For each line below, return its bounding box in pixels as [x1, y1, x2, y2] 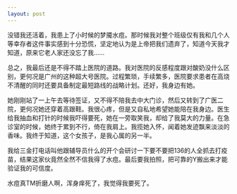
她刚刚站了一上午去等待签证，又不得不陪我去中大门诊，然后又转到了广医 [7, 96, 217, 104]
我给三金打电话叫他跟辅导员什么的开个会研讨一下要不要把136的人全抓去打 [7, 146, 222, 154]
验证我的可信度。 [7, 164, 57, 172]
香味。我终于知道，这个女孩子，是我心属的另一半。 [7, 131, 156, 140]
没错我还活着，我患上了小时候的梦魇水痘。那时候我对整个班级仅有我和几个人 [7, 30, 230, 39]
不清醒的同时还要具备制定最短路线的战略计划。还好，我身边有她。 [7, 80, 199, 89]
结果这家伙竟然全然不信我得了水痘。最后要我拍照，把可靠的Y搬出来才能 [19, 154, 228, 163]
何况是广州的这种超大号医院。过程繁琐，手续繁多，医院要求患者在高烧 [25, 72, 230, 80]
